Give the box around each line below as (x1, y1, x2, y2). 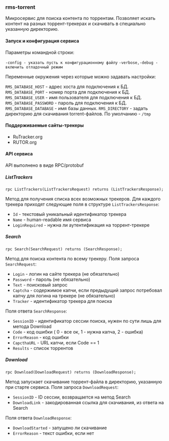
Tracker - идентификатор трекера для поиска (12, 298, 112, 304)
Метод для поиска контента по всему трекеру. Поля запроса (5, 255, 139, 261)
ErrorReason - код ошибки (12, 334, 69, 340)
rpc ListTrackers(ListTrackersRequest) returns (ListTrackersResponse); (5, 187, 164, 192)
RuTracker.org (12, 134, 43, 140)
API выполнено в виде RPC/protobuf (5, 162, 84, 168)
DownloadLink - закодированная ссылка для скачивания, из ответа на (12, 399, 164, 405)
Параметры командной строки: (5, 49, 74, 55)
